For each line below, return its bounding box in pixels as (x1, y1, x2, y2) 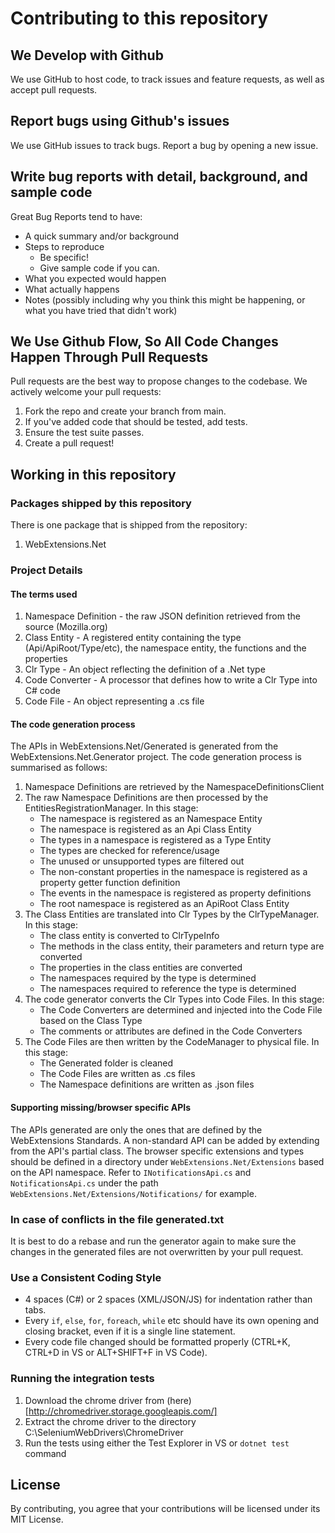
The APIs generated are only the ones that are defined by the (10, 1123, 263, 1136)
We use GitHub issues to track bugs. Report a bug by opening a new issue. (10, 139, 319, 151)
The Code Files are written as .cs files (39, 1068, 196, 1080)
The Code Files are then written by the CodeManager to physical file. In (24, 1036, 320, 1048)
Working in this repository (10, 466, 177, 483)
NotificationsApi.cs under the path (10, 1177, 159, 1189)
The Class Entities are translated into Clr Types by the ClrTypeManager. (24, 908, 320, 921)
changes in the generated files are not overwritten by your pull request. (10, 1245, 304, 1257)
